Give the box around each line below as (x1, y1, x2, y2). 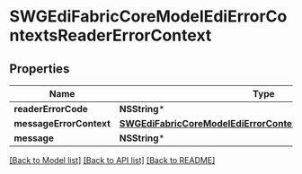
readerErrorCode (13, 103, 88, 115)
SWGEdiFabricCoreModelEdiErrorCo (9, 6, 288, 27)
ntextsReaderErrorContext (9, 25, 212, 46)
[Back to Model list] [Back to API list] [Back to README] (9, 155, 216, 165)
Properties (9, 61, 70, 76)
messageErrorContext (13, 117, 111, 129)
